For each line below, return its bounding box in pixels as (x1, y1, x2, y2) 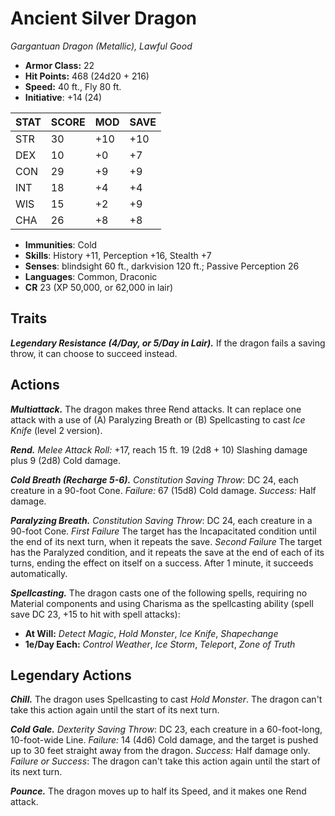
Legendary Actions (10, 667, 132, 684)
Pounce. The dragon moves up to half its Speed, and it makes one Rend (10, 785, 307, 797)
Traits (10, 310, 48, 327)
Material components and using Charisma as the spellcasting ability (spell (10, 597, 314, 609)
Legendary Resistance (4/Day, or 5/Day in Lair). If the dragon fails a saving (10, 337, 326, 349)
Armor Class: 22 (24, 59, 95, 71)
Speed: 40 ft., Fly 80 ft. (24, 80, 122, 92)
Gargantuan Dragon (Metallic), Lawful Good (10, 40, 193, 52)
